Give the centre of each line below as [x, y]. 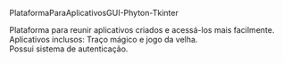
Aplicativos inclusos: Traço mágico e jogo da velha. [104, 39]
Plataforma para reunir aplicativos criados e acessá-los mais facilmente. [142, 30]
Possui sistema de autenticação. [69, 49]
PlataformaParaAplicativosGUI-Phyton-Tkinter [94, 13]
